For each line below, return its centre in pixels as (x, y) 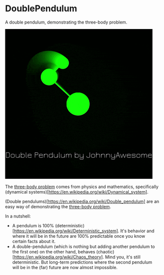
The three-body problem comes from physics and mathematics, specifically (82, 187)
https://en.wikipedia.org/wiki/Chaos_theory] (58, 257)
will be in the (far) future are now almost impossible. (65, 267)
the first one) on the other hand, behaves (54, 251)
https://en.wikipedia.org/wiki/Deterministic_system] (66, 231)
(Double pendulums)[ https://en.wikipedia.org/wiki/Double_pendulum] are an (82, 201)
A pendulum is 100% (33, 225)
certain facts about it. (34, 241)
